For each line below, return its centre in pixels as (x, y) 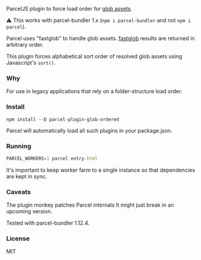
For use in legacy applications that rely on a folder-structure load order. (94, 91)
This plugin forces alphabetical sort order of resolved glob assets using (94, 56)
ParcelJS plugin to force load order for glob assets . (69, 9)
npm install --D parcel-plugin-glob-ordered (63, 119)
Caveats (19, 192)
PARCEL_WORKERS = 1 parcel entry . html (52, 159)
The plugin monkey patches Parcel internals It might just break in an (90, 205)
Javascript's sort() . (31, 63)
